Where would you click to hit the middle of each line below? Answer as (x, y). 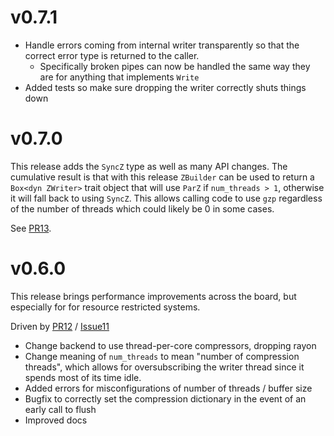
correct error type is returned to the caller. (112, 55)
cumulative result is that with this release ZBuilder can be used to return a (162, 177)
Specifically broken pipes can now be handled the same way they (175, 66)
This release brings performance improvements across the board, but (153, 296)
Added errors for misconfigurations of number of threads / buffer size (168, 388)
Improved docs (56, 420)
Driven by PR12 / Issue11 (60, 326)
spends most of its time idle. (83, 377)
